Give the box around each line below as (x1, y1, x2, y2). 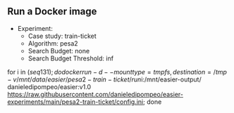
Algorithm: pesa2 (27, 39, 79, 48)
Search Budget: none (27, 46, 90, 55)
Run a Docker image (7, 6, 97, 18)
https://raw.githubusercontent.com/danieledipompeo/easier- (7, 90, 183, 98)
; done (143, 98, 162, 106)
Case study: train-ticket (27, 32, 97, 40)
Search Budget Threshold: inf (27, 54, 114, 62)
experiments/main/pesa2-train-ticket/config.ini (7, 98, 144, 106)
